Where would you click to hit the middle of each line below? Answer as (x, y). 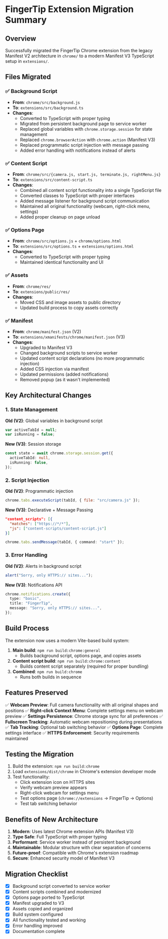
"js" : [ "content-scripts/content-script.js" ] (58, 529)
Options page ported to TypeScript (48, 897)
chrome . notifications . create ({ (38, 594)
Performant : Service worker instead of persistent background (76, 842)
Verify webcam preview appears (53, 788)
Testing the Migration (39, 754)
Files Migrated (28, 77)
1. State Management (31, 409)
